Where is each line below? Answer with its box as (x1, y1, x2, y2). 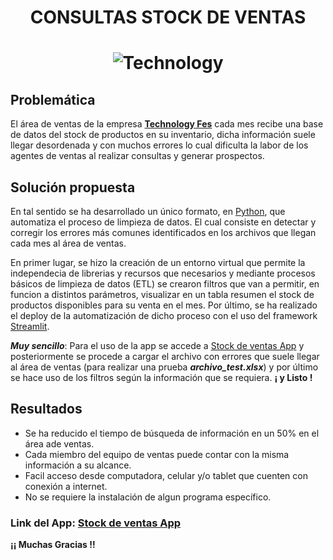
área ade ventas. (24, 437, 95, 450)
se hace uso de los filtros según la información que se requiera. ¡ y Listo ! (10, 372, 313, 383)
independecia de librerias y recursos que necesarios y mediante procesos (10, 267, 316, 279)
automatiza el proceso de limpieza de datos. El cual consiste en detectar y (10, 216, 317, 228)
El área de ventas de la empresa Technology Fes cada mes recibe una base (10, 118, 324, 130)
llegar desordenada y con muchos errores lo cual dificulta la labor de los (10, 139, 309, 151)
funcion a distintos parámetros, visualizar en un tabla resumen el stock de (10, 289, 315, 300)
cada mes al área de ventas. (10, 237, 127, 249)
